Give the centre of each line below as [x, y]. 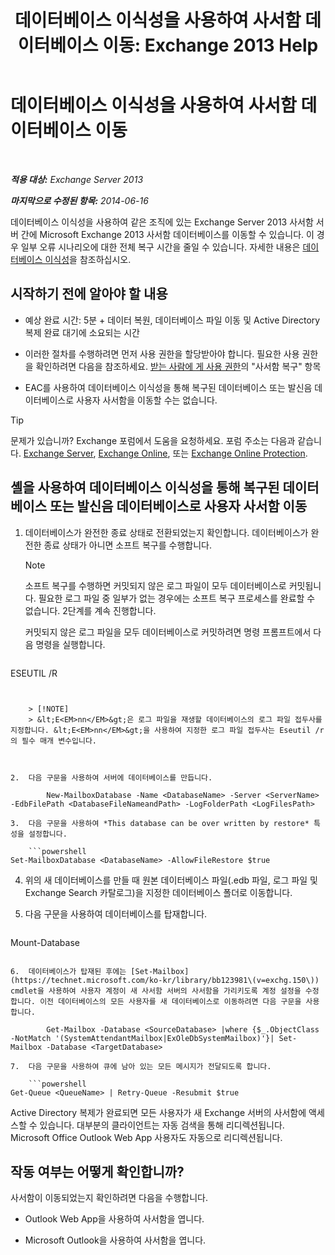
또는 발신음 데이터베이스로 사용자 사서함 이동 [178, 506]
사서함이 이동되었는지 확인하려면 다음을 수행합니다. [109, 1198]
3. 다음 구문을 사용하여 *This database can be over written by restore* [160, 823]
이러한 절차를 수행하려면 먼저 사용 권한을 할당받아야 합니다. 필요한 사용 [162, 353]
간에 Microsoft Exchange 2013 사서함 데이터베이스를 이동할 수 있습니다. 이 [167, 234]
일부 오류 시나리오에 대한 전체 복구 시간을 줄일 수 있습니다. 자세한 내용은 [160, 247]
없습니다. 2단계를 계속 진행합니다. [90, 610]
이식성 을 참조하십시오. [88, 259]
